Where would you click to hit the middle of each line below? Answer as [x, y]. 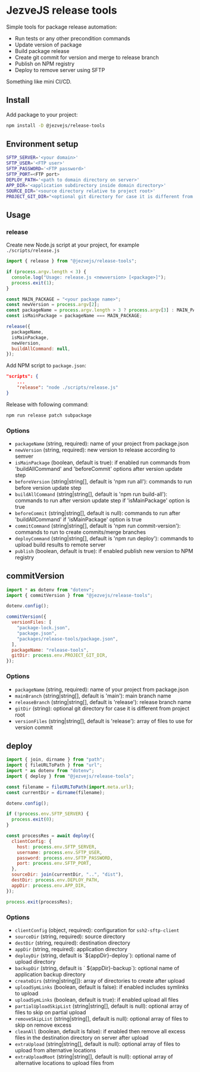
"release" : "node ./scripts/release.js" [68, 387]
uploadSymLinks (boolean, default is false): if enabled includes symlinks [102, 987]
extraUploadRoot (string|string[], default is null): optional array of [94, 1057]
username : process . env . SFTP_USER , [60, 852]
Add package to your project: [42, 114]
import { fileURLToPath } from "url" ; [54, 765]
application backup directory [50, 974]
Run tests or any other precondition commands [73, 38]
